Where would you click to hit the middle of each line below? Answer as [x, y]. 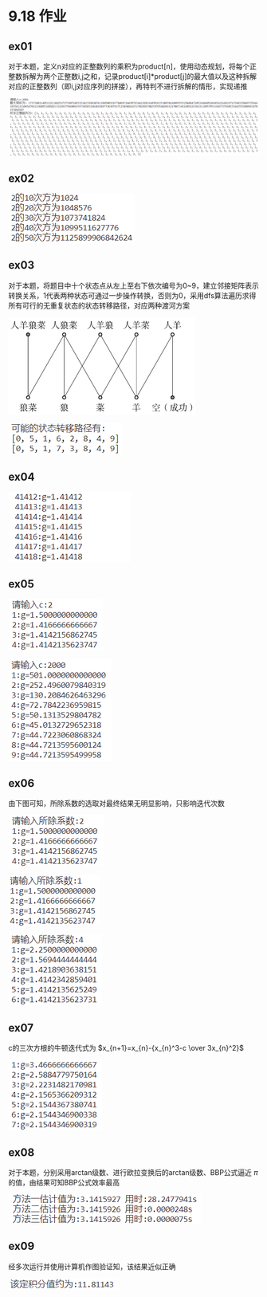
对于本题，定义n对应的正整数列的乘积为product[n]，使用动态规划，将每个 [129, 66]
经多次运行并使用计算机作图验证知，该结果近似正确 [92, 1266]
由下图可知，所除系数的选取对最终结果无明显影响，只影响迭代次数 [116, 804]
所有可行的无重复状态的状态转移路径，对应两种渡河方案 [99, 305]
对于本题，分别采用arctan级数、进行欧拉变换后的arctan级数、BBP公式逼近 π [133, 1172]
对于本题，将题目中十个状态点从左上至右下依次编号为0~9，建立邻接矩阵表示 [133, 285]
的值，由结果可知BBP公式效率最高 [64, 1182]
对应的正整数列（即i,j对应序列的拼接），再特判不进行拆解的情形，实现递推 [128, 86]
